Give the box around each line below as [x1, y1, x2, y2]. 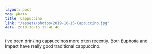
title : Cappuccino [5, 16, 42, 21]
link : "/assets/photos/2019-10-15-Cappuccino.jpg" [5, 20, 110, 26]
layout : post [5, 7, 32, 12]
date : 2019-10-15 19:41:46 [5, 25, 60, 30]
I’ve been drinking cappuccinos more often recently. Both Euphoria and [5, 38, 148, 44]
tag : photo [5, 12, 27, 16]
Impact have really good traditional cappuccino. [5, 43, 101, 49]
